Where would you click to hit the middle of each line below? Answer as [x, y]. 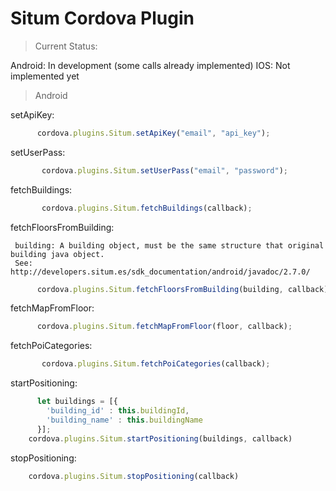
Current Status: [66, 46]
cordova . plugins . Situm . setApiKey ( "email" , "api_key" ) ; [153, 133]
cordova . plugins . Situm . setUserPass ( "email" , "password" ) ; [164, 170]
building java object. [57, 254]
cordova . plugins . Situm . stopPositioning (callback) [134, 476]
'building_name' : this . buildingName [124, 420]
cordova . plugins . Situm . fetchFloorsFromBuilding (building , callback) [182, 289]
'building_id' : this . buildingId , [118, 411]
